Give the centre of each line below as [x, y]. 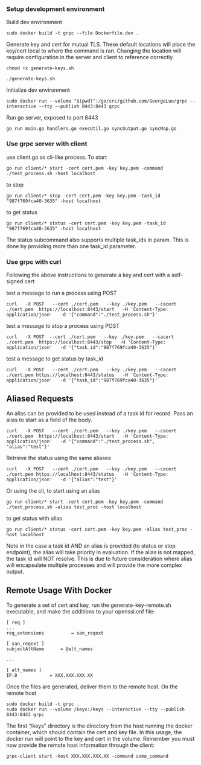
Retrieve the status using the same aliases [59, 458]
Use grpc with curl [34, 261]
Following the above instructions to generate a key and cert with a [88, 275]
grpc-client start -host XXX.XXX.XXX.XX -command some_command [88, 756]
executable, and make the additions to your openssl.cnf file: [81, 611]
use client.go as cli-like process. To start [57, 157]
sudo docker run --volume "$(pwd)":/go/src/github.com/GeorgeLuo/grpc [97, 101]
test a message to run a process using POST [62, 293]
